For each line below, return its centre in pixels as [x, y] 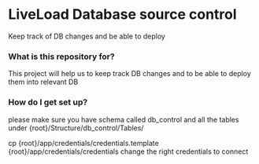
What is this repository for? [62, 56]
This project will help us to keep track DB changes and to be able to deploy [130, 74]
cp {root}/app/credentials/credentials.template [83, 143]
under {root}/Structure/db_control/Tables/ [76, 128]
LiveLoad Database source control [123, 15]
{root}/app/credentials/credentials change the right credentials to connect [128, 151]
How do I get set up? [48, 102]
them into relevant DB [43, 82]
